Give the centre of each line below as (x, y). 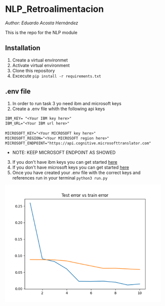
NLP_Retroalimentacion (55, 9)
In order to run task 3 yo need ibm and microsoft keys (67, 103)
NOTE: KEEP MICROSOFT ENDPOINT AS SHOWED (64, 152)
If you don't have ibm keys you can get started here (65, 162)
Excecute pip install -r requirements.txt (57, 76)
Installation (23, 48)
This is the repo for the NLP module (41, 32)
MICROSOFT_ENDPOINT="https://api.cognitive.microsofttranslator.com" (78, 143)
